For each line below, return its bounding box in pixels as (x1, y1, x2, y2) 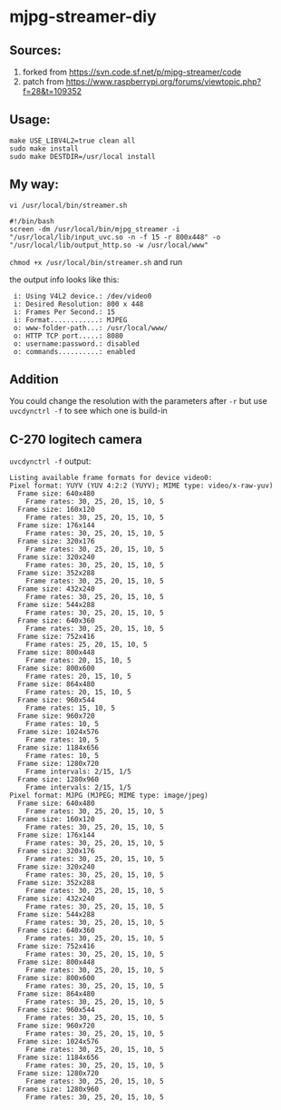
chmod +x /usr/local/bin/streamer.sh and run (9, 256, 183, 267)
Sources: (9, 43, 62, 58)
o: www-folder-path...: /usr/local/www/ (13, 323, 169, 332)
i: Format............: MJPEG (13, 315, 128, 324)
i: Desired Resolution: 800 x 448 (13, 300, 144, 309)
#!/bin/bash (9, 216, 54, 226)
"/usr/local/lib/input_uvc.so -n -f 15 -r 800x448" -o (9, 232, 221, 241)
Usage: (9, 112, 52, 128)
